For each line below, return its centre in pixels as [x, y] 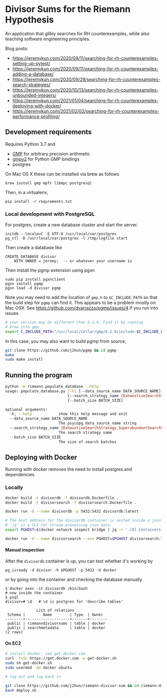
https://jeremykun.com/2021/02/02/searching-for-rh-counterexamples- [86, 111]
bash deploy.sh [21, 690]
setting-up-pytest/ [31, 63]
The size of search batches [87, 442]
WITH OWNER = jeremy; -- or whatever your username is [73, 261]
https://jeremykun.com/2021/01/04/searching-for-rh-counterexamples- [85, 100]
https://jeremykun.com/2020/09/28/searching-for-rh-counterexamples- [86, 79]
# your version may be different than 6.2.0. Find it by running [74, 322]
